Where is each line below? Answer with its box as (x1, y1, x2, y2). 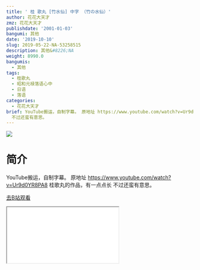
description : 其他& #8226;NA (6, 48, 74, 54)
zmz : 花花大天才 (6, 20, 42, 26)
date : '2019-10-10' (6, 36, 55, 42)
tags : (6, 70, 20, 76)
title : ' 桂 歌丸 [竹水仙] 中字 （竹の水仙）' (6, 8, 111, 15)
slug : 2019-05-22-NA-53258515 (6, 42, 82, 48)
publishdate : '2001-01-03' (6, 25, 73, 32)
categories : (6, 97, 36, 103)
